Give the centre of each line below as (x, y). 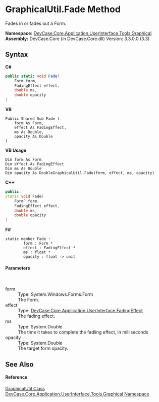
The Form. (29, 300)
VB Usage (16, 150)
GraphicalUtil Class (25, 388)
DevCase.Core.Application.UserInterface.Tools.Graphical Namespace (77, 394)
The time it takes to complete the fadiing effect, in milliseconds (83, 332)
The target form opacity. (43, 348)
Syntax (17, 55)
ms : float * (37, 252)
